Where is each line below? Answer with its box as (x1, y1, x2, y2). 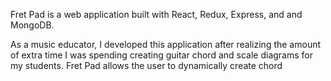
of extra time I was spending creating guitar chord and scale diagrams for (10, 49, 313, 61)
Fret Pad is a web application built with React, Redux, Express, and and (10, 9, 303, 20)
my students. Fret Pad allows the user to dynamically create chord (10, 60, 283, 71)
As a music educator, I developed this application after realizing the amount (10, 39, 322, 50)
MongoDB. (10, 19, 55, 31)
